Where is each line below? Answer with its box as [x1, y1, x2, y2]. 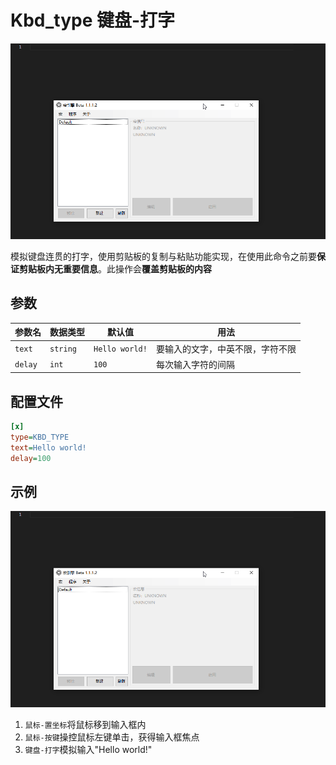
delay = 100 [10, 453, 52, 463]
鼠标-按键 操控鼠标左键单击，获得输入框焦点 [24, 731, 200, 743]
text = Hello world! [10, 442, 87, 453]
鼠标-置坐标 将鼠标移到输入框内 [24, 718, 147, 730]
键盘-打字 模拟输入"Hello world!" [24, 743, 153, 755]
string [49, 344, 77, 355]
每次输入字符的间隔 [155, 358, 235, 370]
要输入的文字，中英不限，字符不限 [155, 342, 297, 355]
